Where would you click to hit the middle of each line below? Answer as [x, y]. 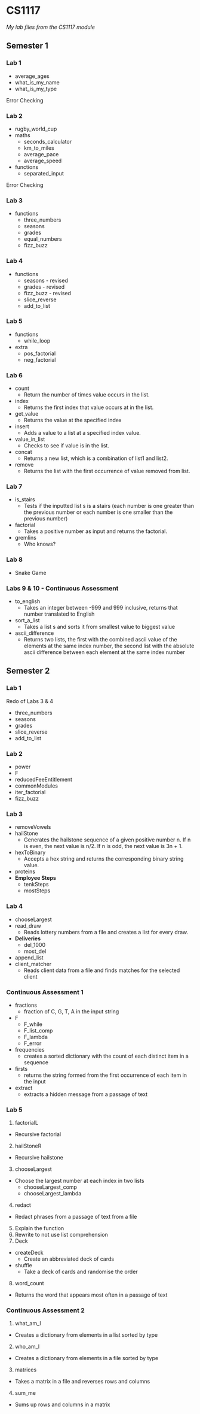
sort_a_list [27, 620]
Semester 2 [28, 671]
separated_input [44, 173]
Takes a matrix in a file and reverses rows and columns [82, 1382]
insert [22, 426]
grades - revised [44, 287]
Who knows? [40, 544]
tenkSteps [36, 885]
